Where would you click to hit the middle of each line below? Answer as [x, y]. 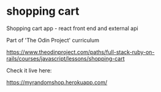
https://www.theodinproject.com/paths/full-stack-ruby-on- [80, 52]
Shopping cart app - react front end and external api [73, 28]
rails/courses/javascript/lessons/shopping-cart [66, 58]
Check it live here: [29, 70]
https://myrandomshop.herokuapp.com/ [57, 82]
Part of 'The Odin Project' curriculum [53, 40]
